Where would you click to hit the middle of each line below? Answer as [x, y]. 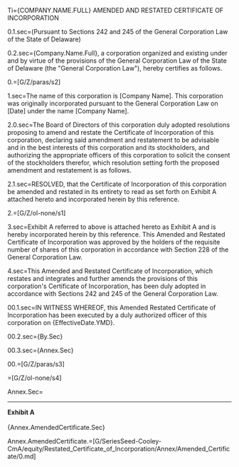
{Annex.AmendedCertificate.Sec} [56, 427]
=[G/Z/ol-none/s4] [34, 378]
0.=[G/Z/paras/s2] [34, 82]
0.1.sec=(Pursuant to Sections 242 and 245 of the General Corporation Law [118, 32]
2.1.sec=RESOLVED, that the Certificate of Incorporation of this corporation [117, 184]
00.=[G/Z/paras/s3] [36, 364]
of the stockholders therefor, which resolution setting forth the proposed [113, 163]
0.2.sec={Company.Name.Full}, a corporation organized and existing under [117, 53]
